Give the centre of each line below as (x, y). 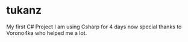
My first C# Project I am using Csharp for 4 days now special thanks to (94, 27)
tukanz (24, 10)
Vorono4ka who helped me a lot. (47, 33)
